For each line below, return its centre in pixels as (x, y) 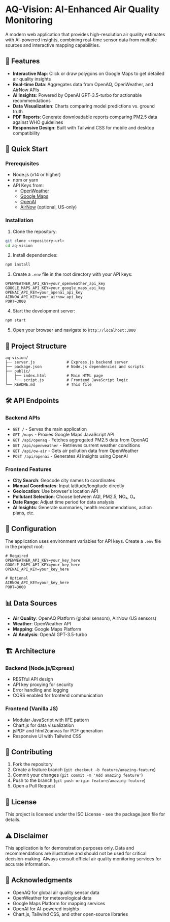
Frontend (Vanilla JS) (32, 708)
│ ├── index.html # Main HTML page (54, 376)
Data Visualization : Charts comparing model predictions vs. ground (83, 106)
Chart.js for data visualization (43, 725)
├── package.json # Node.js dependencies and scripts (75, 367)
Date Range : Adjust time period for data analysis (63, 502)
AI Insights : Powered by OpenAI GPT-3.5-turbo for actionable (77, 95)
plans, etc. (23, 513)
